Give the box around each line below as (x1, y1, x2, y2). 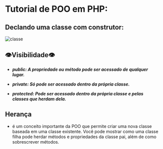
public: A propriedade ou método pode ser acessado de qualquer (12, 66, 148, 72)
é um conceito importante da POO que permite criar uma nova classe (12, 123, 152, 129)
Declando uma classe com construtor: (5, 23, 124, 31)
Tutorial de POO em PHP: (5, 3, 108, 15)
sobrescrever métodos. (12, 139, 60, 145)
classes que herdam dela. (12, 96, 67, 102)
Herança (5, 110, 32, 119)
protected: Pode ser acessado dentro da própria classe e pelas (12, 90, 143, 96)
